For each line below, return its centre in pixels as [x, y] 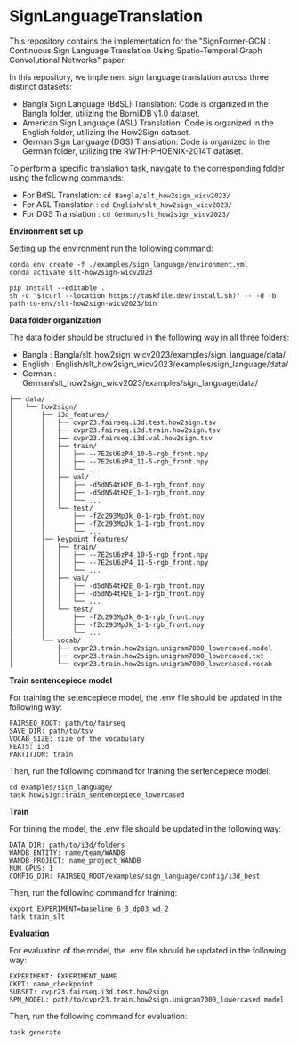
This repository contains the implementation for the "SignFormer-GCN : [140, 41]
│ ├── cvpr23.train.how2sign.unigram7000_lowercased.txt [137, 656]
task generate [36, 1032]
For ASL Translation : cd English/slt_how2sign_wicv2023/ [127, 204]
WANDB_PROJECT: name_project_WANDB [75, 860]
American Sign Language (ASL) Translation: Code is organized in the [148, 123]
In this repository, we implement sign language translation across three [139, 76]
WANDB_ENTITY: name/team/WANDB [67, 853]
